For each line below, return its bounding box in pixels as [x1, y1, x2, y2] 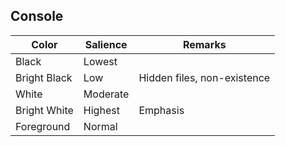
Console [10, 8, 64, 25]
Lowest [83, 54, 118, 68]
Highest [83, 103, 120, 117]
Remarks [182, 37, 227, 51]
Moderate [83, 87, 130, 101]
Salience [84, 37, 128, 51]
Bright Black [15, 70, 73, 84]
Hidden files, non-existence [138, 70, 271, 84]
